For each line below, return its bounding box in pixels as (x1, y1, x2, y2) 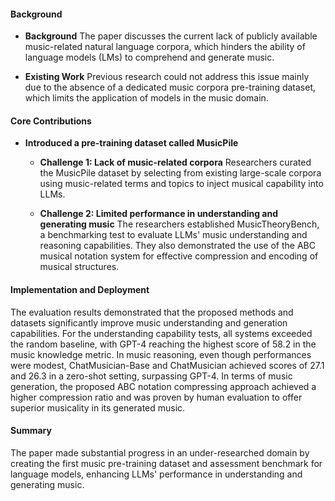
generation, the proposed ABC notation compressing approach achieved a (10, 380, 317, 392)
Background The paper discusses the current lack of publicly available (24, 30, 318, 42)
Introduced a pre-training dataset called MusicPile (24, 137, 239, 149)
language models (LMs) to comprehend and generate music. (24, 51, 275, 64)
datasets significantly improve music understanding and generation (10, 316, 288, 329)
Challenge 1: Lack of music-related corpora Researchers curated (39, 156, 312, 169)
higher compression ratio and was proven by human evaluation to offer (10, 391, 303, 403)
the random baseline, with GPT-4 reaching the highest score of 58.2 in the (10, 338, 317, 350)
